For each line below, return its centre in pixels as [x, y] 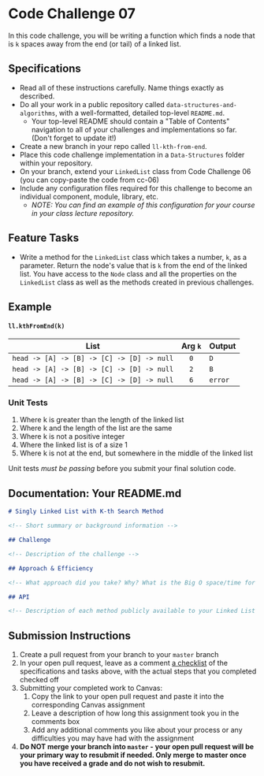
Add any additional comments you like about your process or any [137, 730]
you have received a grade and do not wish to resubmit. [112, 763]
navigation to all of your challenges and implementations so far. [134, 129]
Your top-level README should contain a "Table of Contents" [130, 121]
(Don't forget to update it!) [74, 138]
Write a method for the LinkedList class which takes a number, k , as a [133, 257]
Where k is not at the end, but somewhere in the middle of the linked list [136, 453]
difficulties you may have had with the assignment [113, 738]
